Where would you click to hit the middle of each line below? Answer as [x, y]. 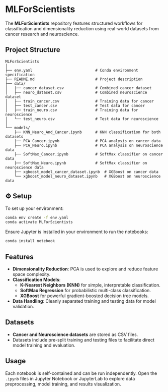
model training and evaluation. [44, 345]
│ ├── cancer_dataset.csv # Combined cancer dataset [78, 88]
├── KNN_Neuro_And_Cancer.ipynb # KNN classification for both [88, 132]
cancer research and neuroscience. [42, 34]
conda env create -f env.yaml [37, 217]
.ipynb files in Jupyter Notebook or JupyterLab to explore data [70, 378]
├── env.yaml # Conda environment [72, 70]
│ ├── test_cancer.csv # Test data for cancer [75, 105]
